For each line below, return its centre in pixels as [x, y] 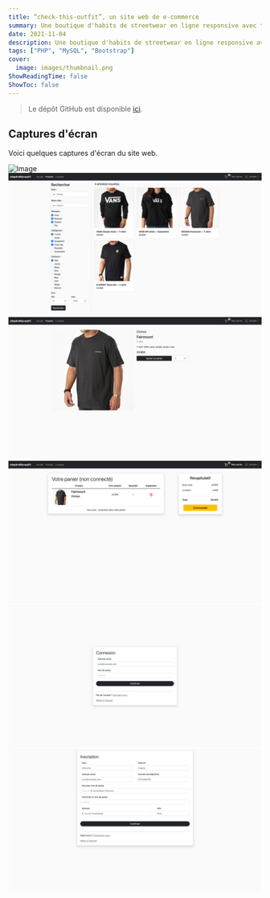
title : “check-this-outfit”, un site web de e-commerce [104, 17]
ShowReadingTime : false [48, 76]
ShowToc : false [34, 84]
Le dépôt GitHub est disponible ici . [85, 109]
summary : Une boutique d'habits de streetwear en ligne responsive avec [133, 25]
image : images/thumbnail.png [64, 68]
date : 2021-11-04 [37, 34]
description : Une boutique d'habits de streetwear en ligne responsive [131, 43]
